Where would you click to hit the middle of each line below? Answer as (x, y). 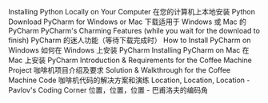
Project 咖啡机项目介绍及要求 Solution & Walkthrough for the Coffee (120, 70)
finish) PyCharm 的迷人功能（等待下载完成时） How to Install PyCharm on (130, 40)
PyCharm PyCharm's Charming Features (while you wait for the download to (134, 31)
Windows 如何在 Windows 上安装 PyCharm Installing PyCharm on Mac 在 (129, 50)
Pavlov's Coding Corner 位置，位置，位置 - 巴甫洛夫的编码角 (108, 90)
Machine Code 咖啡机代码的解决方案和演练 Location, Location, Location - (129, 80)
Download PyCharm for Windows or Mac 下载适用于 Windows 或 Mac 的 (127, 22)
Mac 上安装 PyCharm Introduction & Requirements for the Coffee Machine (130, 60)
